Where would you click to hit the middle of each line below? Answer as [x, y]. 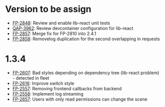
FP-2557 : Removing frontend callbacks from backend [67, 89]
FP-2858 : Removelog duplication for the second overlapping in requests [86, 39]
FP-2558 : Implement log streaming [48, 94]
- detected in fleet [31, 78]
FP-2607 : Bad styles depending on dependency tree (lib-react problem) [86, 73]
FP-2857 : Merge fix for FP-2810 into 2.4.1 [54, 33]
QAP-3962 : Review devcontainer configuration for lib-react [73, 28]
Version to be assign [48, 9]
